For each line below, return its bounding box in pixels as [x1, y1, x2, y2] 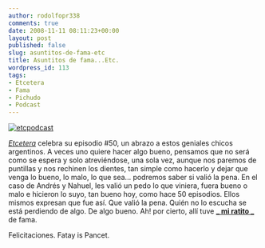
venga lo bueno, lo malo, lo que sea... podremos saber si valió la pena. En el [8, 173, 258, 182]
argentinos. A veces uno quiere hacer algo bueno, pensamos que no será [8, 147, 250, 157]
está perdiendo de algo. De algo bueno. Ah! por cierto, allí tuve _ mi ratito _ [8, 206, 255, 216]
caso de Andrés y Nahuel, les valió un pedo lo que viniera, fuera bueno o [8, 181, 248, 190]
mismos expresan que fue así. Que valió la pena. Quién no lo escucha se [8, 198, 247, 208]
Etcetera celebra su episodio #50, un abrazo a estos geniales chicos [8, 138, 233, 148]
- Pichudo [8, 94, 42, 102]
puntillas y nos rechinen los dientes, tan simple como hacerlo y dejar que [8, 164, 249, 174]
